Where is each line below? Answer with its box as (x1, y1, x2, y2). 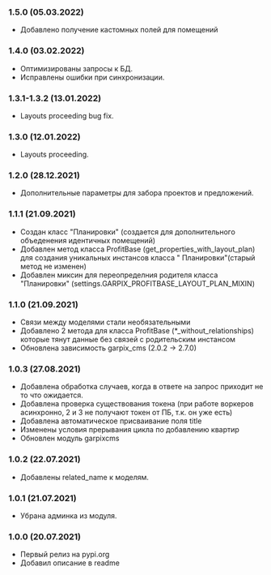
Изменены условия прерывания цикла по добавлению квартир (19, 425, 240, 435)
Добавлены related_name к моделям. (19, 472, 150, 482)
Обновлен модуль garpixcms (19, 433, 120, 444)
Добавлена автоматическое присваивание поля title (19, 416, 202, 426)
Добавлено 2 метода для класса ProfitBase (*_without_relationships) (19, 326, 255, 336)
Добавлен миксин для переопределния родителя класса (19, 270, 218, 280)
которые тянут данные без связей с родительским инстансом (19, 335, 236, 345)
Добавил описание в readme (19, 558, 120, 568)
